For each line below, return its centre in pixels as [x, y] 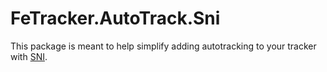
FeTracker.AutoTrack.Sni [115, 18]
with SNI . [29, 56]
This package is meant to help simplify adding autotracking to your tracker [163, 46]
